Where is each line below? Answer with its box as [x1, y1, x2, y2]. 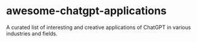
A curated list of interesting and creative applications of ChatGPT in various [6, 24, 192, 31]
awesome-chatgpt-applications [6, 4, 167, 18]
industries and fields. [6, 30, 58, 37]
